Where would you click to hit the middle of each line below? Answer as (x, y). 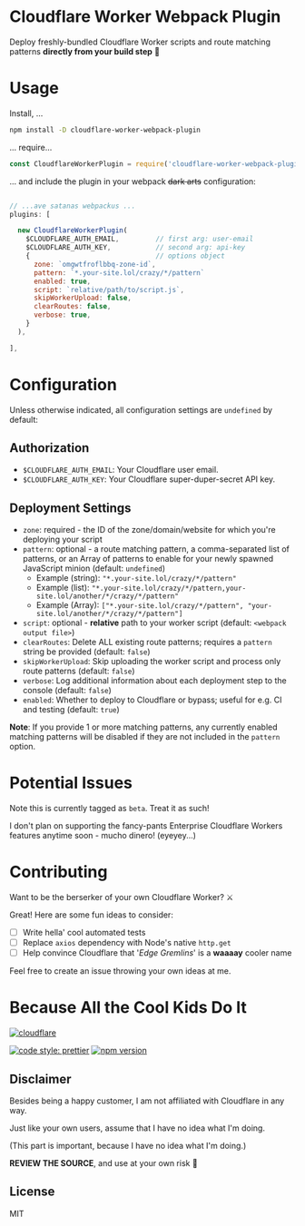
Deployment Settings (70, 508)
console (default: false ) (67, 691)
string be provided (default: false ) (87, 652)
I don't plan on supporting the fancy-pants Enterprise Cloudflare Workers (146, 826)
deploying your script (62, 539)
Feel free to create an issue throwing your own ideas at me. (120, 971)
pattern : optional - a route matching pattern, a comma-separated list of (156, 549)
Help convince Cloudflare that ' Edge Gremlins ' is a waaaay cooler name (157, 953)
